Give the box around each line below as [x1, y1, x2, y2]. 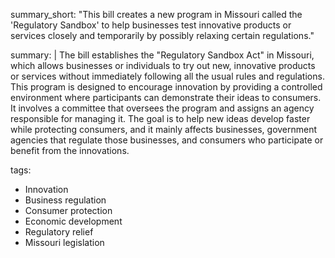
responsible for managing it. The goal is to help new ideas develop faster [10, 113, 311, 124]
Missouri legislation [24, 237, 105, 248]
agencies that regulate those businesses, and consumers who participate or [10, 134, 324, 146]
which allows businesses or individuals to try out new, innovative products [10, 60, 316, 71]
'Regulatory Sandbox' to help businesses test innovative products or [10, 19, 292, 31]
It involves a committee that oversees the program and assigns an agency [10, 102, 315, 114]
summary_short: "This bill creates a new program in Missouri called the [10, 9, 303, 20]
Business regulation [24, 194, 107, 206]
